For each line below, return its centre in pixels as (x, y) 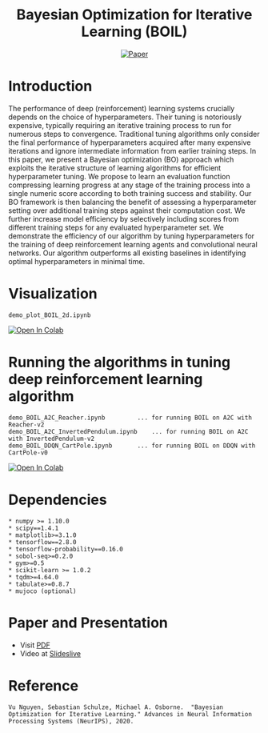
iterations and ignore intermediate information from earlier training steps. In (132, 150)
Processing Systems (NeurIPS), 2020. (71, 721)
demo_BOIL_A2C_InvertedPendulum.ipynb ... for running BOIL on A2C (128, 431)
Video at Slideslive (50, 653)
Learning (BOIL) (134, 32)
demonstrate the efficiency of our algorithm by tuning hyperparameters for (131, 236)
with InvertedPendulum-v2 (51, 439)
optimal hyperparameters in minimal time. (77, 261)
